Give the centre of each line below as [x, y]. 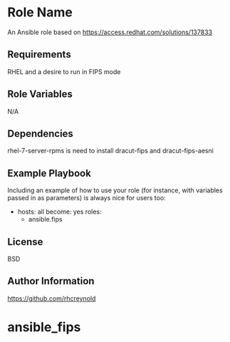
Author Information [51, 281]
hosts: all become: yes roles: [59, 212]
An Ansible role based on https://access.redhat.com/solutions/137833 [110, 32]
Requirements [39, 55]
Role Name [40, 12]
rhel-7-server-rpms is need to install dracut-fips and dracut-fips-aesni [110, 151]
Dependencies [40, 134]
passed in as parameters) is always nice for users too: [87, 198]
